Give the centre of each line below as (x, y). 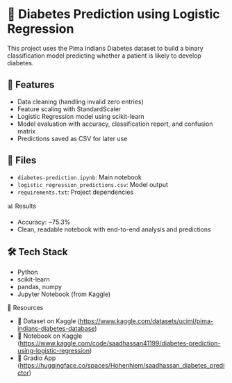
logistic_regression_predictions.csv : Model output (93, 184)
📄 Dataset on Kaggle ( (49, 321)
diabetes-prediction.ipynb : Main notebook (80, 177)
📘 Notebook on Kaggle (50, 336)
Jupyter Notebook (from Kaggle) (64, 294)
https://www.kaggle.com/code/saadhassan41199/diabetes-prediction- (120, 343)
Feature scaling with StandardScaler (69, 109)
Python (27, 272)
